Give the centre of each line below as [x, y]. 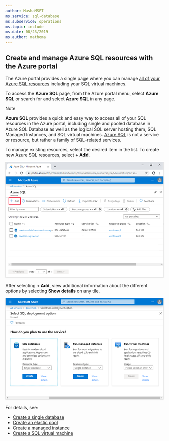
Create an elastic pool [35, 422]
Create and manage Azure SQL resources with [79, 58]
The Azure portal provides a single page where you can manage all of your [82, 78]
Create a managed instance [41, 428]
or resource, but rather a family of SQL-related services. [63, 140]
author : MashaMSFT [24, 11]
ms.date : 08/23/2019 [27, 32]
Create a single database [38, 417]
